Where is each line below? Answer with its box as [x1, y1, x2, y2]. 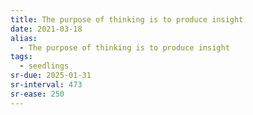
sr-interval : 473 [10, 80, 83, 90]
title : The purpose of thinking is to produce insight [10, 14, 244, 25]
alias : [10, 33, 38, 43]
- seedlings [19, 61, 70, 71]
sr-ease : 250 [10, 89, 65, 99]
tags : [10, 52, 33, 62]
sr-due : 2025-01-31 [10, 71, 92, 81]
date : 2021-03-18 [10, 24, 83, 34]
